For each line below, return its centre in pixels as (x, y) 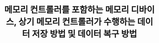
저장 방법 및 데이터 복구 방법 (85, 34)
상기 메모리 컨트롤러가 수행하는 (77, 22)
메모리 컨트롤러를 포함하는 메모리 (67, 10)
